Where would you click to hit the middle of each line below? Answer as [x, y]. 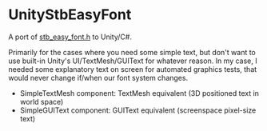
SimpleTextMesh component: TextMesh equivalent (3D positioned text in [139, 93]
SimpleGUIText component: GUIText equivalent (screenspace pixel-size [138, 110]
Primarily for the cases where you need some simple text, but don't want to [132, 52]
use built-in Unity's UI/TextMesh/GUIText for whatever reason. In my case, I [133, 61]
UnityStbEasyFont [70, 15]
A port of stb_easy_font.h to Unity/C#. [70, 37]
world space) [42, 101]
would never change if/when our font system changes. [98, 77]
